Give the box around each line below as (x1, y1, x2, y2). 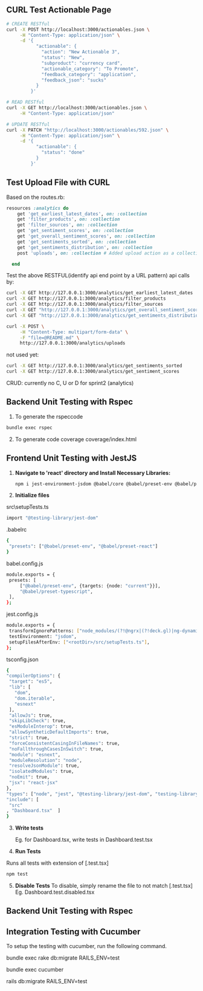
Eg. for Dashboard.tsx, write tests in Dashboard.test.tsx (14, 836, 153, 844)
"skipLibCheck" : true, (8, 718, 66, 724)
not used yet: (6, 351, 39, 358)
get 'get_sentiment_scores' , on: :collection (17, 228, 134, 234)
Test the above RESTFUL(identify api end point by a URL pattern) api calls (6, 272, 190, 279)
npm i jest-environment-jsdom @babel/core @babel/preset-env (14, 480, 173, 487)
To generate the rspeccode (14, 413, 83, 420)
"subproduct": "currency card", (41, 60, 123, 66)
